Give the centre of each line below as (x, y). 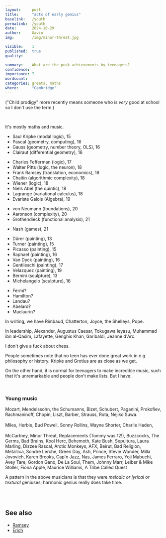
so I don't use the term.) (30, 107)
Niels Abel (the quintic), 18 (39, 188)
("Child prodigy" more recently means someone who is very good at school (83, 102)
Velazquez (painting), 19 (37, 270)
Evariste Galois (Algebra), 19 (41, 199)
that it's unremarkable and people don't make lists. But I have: (68, 376)
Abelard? (22, 306)
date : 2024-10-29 (30, 28)
